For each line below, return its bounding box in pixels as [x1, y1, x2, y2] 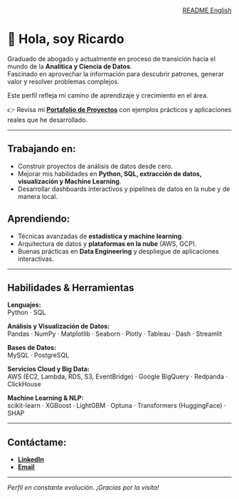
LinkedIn [17, 456, 44, 464]
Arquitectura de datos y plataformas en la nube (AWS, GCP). [17, 239, 197, 248]
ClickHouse [7, 380, 41, 389]
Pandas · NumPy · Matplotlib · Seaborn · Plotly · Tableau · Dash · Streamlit [7, 329, 223, 338]
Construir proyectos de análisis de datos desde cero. [17, 162, 173, 170]
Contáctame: [7, 436, 67, 448]
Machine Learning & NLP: [7, 393, 84, 402]
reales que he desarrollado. [7, 115, 87, 124]
